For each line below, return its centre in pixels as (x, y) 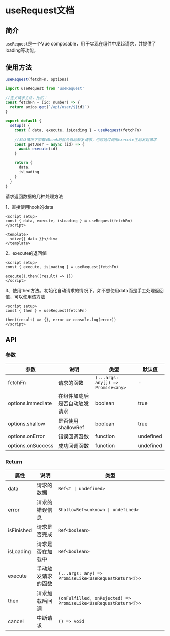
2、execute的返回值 (26, 253)
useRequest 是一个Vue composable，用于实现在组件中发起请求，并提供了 (81, 44)
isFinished (20, 530)
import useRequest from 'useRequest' (45, 88)
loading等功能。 (22, 50)
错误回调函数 (73, 437)
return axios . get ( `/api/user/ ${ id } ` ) (50, 107)
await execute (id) (38, 149)
